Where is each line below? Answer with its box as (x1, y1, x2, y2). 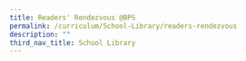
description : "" (9, 30, 71, 39)
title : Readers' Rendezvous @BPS (9, 13, 136, 22)
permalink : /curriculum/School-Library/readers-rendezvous (9, 22, 238, 30)
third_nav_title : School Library (9, 38, 136, 48)
